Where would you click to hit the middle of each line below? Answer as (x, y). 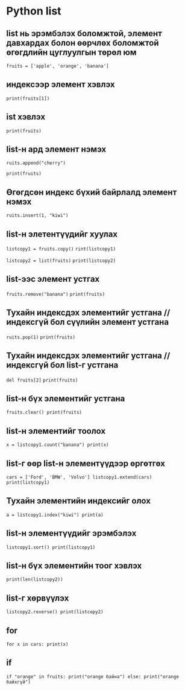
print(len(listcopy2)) (35, 580)
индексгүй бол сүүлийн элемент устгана (88, 322)
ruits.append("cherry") (36, 163)
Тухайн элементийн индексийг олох (78, 501)
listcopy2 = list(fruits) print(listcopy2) (61, 261)
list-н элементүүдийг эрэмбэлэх (71, 533)
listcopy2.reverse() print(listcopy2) (55, 612)
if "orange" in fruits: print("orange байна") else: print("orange (93, 677)
